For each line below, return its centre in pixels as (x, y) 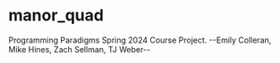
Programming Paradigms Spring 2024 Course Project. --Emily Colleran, (140, 40)
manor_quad (56, 16)
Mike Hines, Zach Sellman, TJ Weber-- (80, 49)
